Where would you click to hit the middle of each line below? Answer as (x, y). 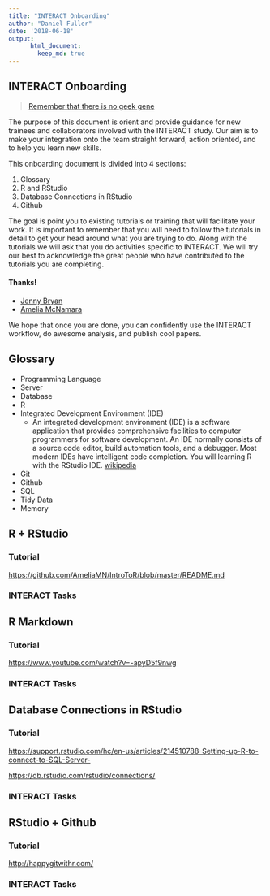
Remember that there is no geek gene (91, 106)
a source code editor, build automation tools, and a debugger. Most (144, 448)
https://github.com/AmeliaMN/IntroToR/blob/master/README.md (116, 574)
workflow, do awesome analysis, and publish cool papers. (105, 334)
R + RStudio (39, 534)
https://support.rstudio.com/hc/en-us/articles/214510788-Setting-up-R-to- (133, 751)
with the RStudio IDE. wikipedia (84, 465)
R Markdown (41, 622)
